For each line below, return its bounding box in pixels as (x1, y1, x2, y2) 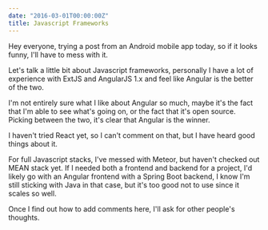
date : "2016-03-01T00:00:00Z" (8, 11, 110, 20)
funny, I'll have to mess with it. (8, 50, 108, 59)
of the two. (8, 82, 44, 92)
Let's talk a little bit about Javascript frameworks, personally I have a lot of (8, 65, 254, 75)
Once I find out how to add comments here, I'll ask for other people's (8, 204, 235, 213)
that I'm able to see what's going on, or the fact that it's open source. (8, 106, 236, 116)
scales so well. (8, 188, 58, 198)
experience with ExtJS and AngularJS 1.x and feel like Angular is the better (8, 74, 254, 83)
